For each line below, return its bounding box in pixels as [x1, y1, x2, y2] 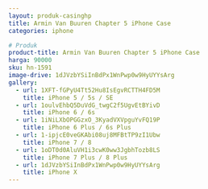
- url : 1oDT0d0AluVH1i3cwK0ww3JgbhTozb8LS [15, 146, 160, 154]
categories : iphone [8, 27, 74, 35]
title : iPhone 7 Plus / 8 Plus [23, 154, 128, 162]
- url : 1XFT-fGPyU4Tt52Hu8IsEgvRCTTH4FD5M [15, 86, 160, 94]
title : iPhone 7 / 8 [23, 138, 92, 146]
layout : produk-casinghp [8, 11, 92, 20]
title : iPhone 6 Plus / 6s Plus [23, 124, 131, 132]
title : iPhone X [23, 168, 78, 177]
